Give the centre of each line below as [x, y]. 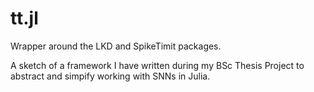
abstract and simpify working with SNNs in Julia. [110, 76]
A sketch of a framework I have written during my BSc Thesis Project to [157, 65]
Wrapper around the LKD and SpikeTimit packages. [116, 46]
